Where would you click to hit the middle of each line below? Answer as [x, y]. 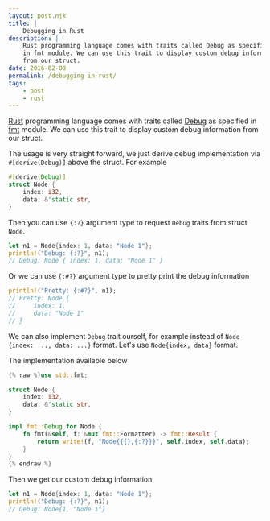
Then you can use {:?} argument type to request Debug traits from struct [128, 222]
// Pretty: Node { [39, 299]
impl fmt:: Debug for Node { [55, 427]
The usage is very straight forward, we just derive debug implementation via [135, 154]
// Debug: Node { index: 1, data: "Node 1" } [86, 261]
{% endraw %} [30, 464]
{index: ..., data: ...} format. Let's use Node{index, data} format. [123, 345]
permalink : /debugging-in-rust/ [62, 76]
